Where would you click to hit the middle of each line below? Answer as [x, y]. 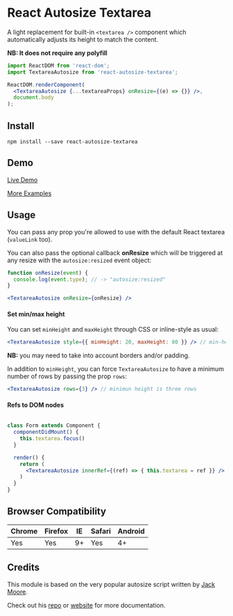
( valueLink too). [30, 239]
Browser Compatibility [57, 511]
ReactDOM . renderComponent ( [46, 85]
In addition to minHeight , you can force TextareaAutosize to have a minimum [115, 369]
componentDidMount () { [46, 432]
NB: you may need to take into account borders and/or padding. [98, 355]
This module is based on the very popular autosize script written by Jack [111, 584]
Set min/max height [36, 314]
